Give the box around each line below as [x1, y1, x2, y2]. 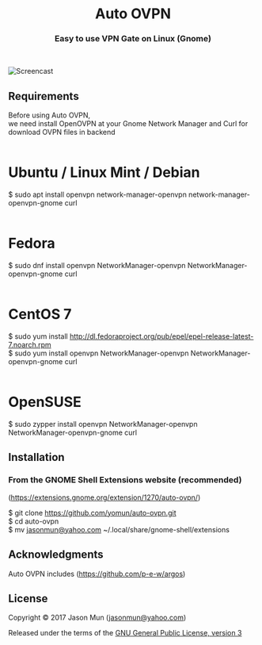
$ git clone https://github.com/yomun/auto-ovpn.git [8, 508, 177, 517]
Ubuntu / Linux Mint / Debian [8, 163, 200, 182]
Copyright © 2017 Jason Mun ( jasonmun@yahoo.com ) [8, 612, 187, 623]
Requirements [8, 89, 79, 103]
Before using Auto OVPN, [8, 110, 91, 120]
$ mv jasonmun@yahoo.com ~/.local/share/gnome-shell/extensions [8, 524, 230, 534]
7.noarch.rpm [8, 340, 51, 350]
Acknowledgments [8, 548, 104, 562]
